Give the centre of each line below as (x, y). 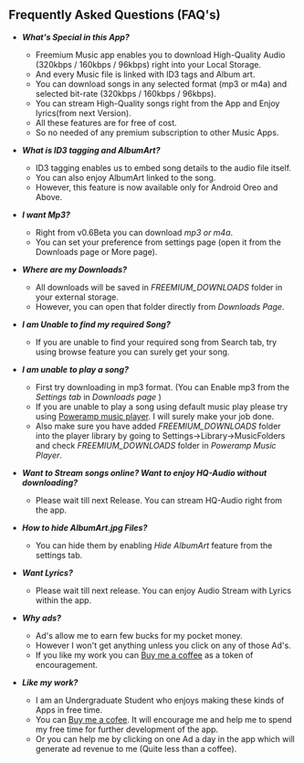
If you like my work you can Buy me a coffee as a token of (144, 655)
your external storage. (77, 297)
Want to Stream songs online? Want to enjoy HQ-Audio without (144, 472)
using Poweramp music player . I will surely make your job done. (155, 416)
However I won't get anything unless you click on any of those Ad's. (163, 645)
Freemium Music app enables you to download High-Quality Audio (160, 55)
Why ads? (41, 618)
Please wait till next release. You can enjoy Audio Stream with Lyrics (163, 590)
